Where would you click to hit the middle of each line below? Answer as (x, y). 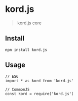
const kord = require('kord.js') (39, 94)
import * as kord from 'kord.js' (39, 81)
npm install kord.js (26, 50)
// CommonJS (17, 89)
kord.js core (29, 23)
